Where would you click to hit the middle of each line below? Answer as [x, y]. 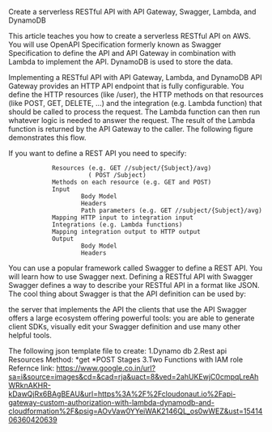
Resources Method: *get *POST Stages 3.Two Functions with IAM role [126, 360]
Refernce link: [32, 368]
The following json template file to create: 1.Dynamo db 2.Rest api [118, 351]
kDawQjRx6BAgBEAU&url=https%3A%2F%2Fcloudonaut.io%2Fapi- [122, 394]
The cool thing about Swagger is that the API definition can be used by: [127, 294]
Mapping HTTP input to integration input [123, 218]
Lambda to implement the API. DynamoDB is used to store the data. [121, 61]
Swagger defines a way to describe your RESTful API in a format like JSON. [134, 285]
